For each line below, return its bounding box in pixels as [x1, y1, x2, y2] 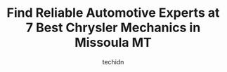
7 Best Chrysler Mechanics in [25, 20, 201, 36]
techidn [102, 57, 124, 66]
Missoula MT [74, 35, 152, 50]
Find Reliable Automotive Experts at [6, 5, 220, 21]
